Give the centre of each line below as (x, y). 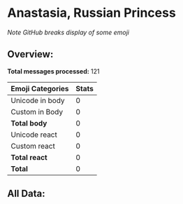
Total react (29, 157)
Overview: (30, 54)
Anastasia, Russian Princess (91, 13)
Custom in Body (37, 111)
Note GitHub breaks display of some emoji (68, 32)
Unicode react (34, 135)
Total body (29, 123)
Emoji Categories (40, 88)
